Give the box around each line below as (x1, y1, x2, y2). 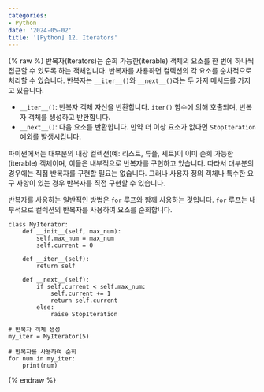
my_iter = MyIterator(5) (8, 333, 90, 341)
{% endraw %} (8, 375, 57, 385)
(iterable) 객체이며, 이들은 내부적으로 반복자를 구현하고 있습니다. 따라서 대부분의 (8, 159, 255, 168)
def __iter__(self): (22, 256, 90, 263)
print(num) (22, 362, 58, 370)
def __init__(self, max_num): (22, 228, 122, 236)
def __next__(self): (22, 276, 90, 284)
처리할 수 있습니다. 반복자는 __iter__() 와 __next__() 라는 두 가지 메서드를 (8, 76, 236, 85)
